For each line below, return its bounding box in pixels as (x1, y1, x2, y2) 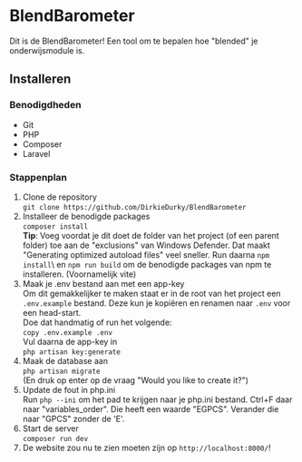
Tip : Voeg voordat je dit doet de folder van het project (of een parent (22, 230, 279, 241)
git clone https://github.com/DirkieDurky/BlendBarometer (22, 202, 247, 211)
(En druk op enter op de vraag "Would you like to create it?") (22, 374, 249, 386)
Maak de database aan (22, 355, 109, 366)
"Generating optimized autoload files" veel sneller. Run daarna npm (22, 249, 270, 260)
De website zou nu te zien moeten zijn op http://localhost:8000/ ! (22, 442, 271, 453)
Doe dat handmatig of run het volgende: (22, 317, 172, 328)
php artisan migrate (22, 367, 101, 376)
